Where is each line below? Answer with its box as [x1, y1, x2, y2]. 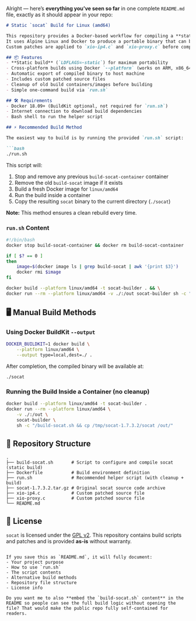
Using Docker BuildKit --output [6, 328, 96, 336]
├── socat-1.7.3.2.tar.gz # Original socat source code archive [6, 485, 166, 491]
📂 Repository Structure [6, 439, 91, 449]
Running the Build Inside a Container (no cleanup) [6, 388, 150, 396]
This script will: [6, 161, 43, 168]
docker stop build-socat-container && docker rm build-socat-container [6, 242, 184, 248]
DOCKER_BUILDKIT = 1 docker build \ [6, 341, 90, 347]
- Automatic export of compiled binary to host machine [6, 71, 145, 77]
